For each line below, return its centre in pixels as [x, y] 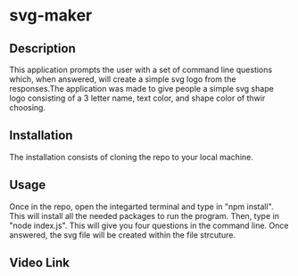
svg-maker [51, 16]
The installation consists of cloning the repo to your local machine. [132, 157]
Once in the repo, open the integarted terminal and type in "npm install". [141, 207]
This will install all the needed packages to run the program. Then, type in [144, 215]
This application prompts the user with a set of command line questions [141, 69]
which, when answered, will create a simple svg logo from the [123, 79]
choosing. [28, 107]
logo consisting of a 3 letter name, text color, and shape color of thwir [137, 98]
